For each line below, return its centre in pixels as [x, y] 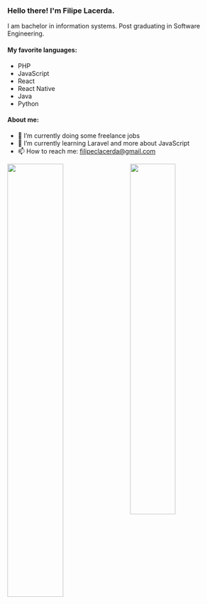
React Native [36, 88]
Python [28, 103]
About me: [23, 120]
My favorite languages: [43, 50]
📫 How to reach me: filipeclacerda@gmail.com [86, 151]
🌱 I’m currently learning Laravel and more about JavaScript [103, 143]
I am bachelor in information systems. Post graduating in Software [104, 26]
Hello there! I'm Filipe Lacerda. [61, 11]
